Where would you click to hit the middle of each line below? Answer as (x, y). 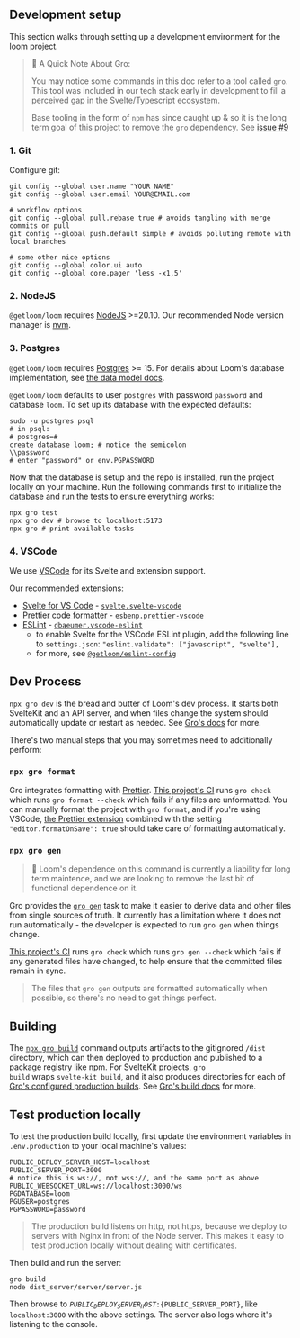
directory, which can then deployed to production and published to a (136, 1058)
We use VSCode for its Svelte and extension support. (108, 570)
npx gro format (43, 772)
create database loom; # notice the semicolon (98, 445)
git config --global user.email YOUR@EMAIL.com (100, 194)
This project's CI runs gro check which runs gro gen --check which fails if (145, 952)
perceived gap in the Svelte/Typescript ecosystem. (126, 100)
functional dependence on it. (84, 888)
